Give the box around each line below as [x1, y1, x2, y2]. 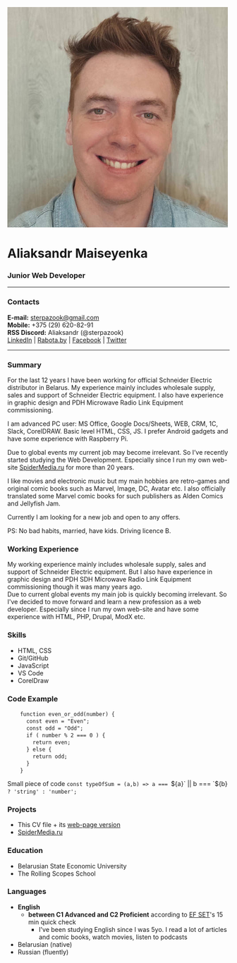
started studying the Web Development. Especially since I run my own [7, 455, 211, 465]
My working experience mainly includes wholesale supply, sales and [7, 560, 207, 569]
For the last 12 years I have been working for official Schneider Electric [7, 376, 213, 384]
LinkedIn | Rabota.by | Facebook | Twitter [7, 336, 127, 344]
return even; [32, 739, 71, 746]
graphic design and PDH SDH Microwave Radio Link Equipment [7, 575, 192, 584]
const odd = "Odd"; [25, 725, 83, 732]
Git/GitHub [17, 654, 49, 662]
